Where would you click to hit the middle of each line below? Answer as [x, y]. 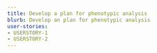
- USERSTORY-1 [28, 33]
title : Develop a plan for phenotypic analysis [77, 13]
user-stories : [28, 26]
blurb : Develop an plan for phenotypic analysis [79, 20]
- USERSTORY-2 [28, 39]
